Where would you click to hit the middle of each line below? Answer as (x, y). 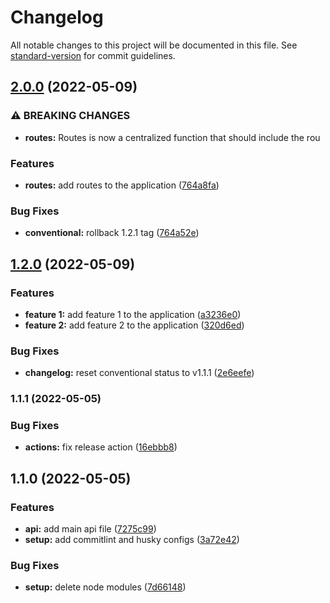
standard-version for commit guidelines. (93, 55)
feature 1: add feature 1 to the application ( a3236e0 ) (133, 314)
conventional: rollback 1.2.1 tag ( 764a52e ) (112, 233)
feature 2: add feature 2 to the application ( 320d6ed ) (134, 325)
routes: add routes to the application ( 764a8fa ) (122, 185)
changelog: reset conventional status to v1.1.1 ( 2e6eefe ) (139, 373)
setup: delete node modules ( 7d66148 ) (105, 587)
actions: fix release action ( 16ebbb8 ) (101, 447)
